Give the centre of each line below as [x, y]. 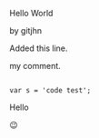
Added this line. [39, 48]
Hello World [31, 13]
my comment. [35, 66]
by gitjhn [26, 30]
